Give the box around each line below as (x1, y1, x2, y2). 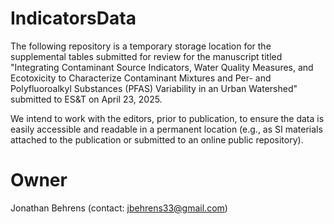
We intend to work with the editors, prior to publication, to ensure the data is (10, 112, 325, 124)
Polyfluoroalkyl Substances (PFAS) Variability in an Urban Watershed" (10, 82, 298, 94)
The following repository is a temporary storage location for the (10, 40, 272, 52)
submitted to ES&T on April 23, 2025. (10, 93, 163, 105)
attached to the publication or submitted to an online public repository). (10, 133, 304, 146)
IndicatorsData (10, 7, 137, 30)
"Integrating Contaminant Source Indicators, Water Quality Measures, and (10, 61, 314, 73)
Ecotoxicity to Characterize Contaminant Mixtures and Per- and (10, 72, 272, 84)
